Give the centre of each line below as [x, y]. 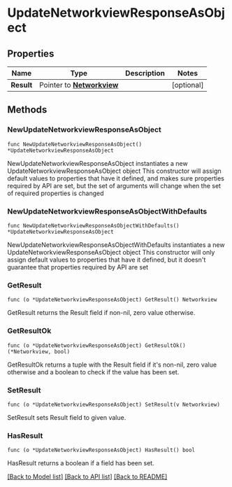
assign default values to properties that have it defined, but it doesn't [107, 260]
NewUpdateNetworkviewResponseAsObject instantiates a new [97, 163]
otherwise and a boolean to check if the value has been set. [93, 372]
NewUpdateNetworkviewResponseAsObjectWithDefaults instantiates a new [116, 245]
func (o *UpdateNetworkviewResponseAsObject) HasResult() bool [101, 450]
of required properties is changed [56, 193]
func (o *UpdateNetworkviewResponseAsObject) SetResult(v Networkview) [114, 404]
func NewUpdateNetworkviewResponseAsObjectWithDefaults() [93, 225]
